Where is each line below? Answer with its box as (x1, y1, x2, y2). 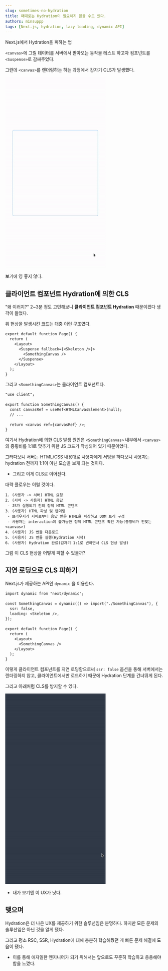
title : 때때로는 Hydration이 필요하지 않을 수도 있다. (5, 13, 106, 19)
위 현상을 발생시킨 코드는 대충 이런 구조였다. (5, 321, 91, 327)
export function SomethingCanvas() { (5, 402, 84, 407)
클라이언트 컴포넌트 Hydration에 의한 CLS (5, 289, 129, 298)
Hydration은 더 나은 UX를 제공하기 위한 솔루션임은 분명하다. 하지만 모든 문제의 (5, 920, 159, 926)
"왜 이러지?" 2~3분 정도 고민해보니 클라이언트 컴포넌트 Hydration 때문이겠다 (5, 304, 156, 310)
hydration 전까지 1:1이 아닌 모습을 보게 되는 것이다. (5, 460, 104, 466)
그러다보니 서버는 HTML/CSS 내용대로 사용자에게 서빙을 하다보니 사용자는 (5, 454, 150, 460)
